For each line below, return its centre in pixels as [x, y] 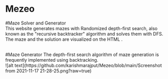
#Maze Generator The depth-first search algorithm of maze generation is [82, 55]
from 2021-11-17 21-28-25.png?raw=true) [49, 71]
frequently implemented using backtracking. [52, 60]
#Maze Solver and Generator [36, 23]
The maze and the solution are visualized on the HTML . [64, 39]
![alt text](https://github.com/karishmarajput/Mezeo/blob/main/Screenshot [83, 65]
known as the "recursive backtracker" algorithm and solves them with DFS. [84, 34]
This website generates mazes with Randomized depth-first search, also [81, 28]
